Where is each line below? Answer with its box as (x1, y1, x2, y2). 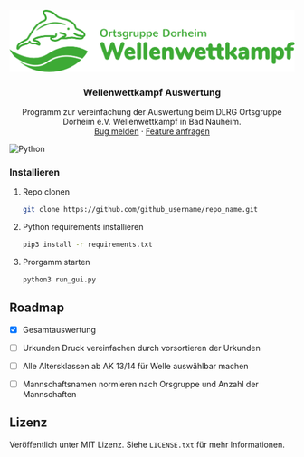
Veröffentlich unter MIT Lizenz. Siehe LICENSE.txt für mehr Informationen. (9, 439, 285, 450)
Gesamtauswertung (22, 324, 97, 335)
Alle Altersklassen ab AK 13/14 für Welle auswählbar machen (22, 360, 249, 371)
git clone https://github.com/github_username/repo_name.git (22, 205, 259, 214)
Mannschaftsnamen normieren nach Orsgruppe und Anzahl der (22, 378, 260, 389)
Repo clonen (22, 186, 71, 197)
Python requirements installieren (22, 222, 144, 233)
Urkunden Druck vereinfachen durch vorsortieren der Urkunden (22, 342, 261, 353)
